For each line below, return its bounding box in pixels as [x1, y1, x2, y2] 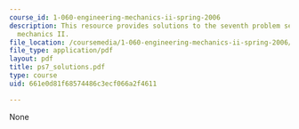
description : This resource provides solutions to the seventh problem [9, 21, 280, 30]
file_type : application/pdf [9, 46, 114, 55]
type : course [9, 71, 58, 80]
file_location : [9, 37, 66, 47]
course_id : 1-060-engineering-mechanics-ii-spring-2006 [9, 12, 221, 22]
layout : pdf [9, 54, 53, 63]
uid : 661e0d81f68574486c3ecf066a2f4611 [9, 79, 158, 88]
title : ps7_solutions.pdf [9, 63, 105, 72]
